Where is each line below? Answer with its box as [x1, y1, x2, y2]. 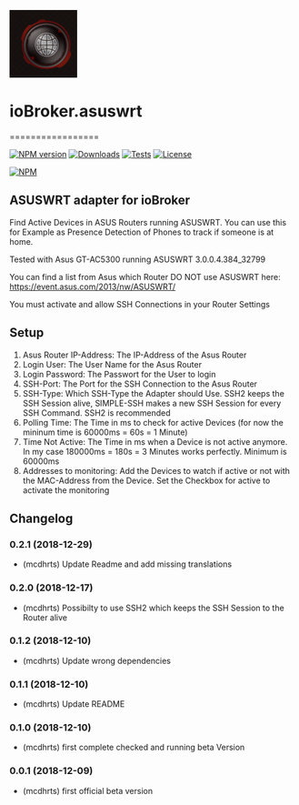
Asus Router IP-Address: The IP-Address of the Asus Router [22, 349, 247, 360]
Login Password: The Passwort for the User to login [22, 368, 216, 379]
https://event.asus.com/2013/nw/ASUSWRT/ [9, 281, 176, 292]
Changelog [9, 510, 74, 526]
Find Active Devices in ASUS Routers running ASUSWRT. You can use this [9, 216, 287, 227]
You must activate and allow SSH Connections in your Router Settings [9, 298, 271, 309]
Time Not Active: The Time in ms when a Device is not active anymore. [22, 436, 288, 447]
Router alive [22, 611, 68, 623]
